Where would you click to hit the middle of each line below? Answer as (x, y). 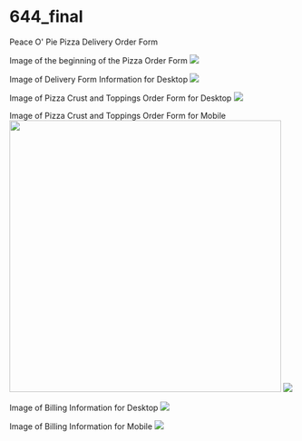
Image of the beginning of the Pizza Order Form (99, 60)
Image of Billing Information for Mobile (81, 426)
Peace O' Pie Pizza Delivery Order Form (84, 42)
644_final (46, 17)
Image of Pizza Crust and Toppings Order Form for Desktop (121, 98)
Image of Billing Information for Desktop (84, 407)
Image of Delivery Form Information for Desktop (99, 79)
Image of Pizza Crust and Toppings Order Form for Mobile (118, 115)
